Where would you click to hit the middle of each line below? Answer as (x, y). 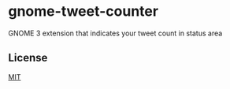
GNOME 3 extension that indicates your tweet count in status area (115, 33)
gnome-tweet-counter (83, 11)
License (28, 58)
